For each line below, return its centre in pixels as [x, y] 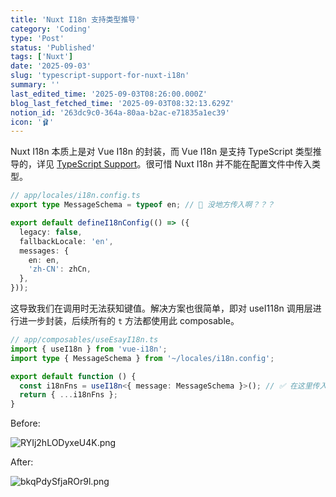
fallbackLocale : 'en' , [66, 241]
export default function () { [73, 376]
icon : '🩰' [32, 122]
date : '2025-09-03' [51, 66]
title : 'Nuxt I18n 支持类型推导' [75, 19]
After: [22, 462]
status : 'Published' [53, 47]
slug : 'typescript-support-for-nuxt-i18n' [100, 76]
